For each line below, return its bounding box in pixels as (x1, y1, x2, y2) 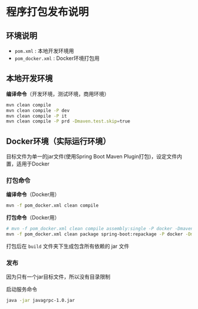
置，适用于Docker (6, 160, 50, 168)
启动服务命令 (6, 286, 37, 293)
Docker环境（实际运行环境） (6, 136, 111, 146)
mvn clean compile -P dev (6, 107, 70, 114)
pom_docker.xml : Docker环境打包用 (14, 55, 100, 62)
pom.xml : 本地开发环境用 (14, 48, 74, 54)
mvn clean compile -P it (6, 113, 67, 119)
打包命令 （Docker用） (6, 214, 60, 221)
